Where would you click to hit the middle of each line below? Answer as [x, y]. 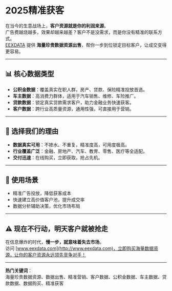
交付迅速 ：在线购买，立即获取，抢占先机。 [58, 158]
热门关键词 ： [19, 270]
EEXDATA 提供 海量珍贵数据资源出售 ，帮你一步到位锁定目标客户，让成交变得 [86, 45]
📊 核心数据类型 [30, 74]
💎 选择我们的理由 [32, 131]
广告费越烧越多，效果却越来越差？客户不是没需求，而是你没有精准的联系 [81, 32]
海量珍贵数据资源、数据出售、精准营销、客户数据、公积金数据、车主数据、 [84, 277]
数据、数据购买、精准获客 [37, 283]
